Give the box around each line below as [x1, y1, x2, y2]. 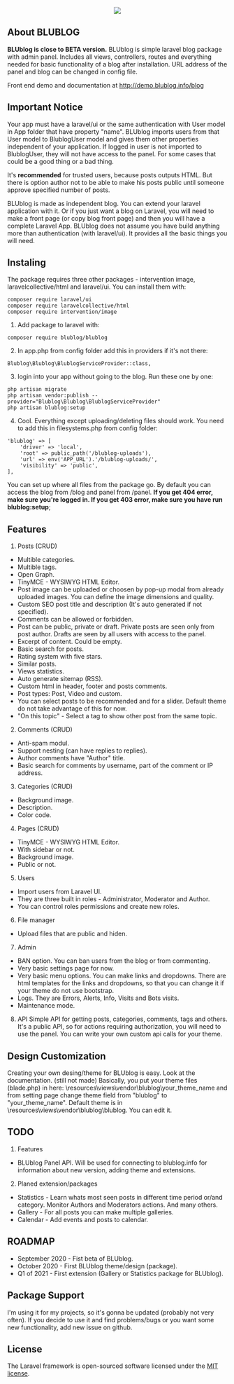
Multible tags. [17, 563, 57, 571]
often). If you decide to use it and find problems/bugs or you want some [7, 1315, 214, 1324]
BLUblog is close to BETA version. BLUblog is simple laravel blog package [7, 45, 222, 53]
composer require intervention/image [7, 308, 117, 315]
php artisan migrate [7, 386, 68, 393]
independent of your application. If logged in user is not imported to [7, 142, 203, 151]
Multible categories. [17, 556, 75, 564]
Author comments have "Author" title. [17, 754, 126, 762]
